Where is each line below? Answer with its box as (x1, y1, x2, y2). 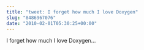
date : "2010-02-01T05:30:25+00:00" (6, 20, 97, 26)
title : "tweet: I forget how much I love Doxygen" (6, 9, 138, 15)
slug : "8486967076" (6, 15, 56, 21)
